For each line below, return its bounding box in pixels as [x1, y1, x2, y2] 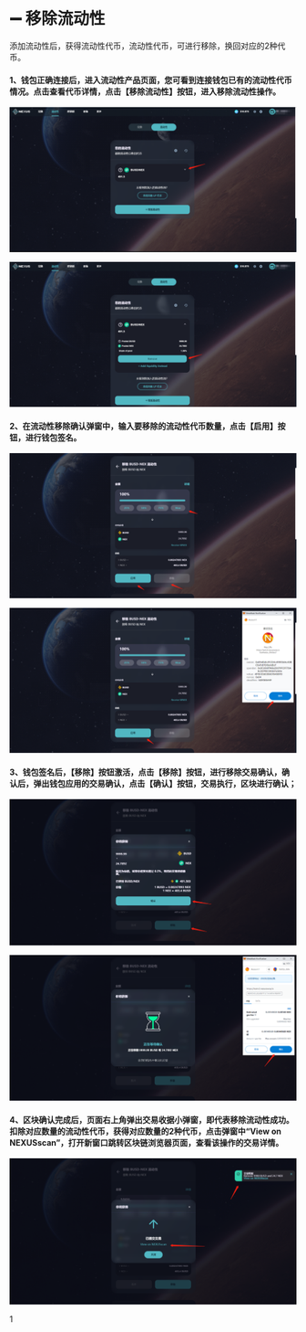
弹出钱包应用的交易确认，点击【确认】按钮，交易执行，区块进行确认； [33, 777, 297, 788]
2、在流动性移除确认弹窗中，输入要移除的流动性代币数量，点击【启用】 [9, 420, 278, 431]
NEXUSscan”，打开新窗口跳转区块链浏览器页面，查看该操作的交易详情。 [9, 1136, 284, 1147]
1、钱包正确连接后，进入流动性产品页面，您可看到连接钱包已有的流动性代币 [9, 74, 293, 85]
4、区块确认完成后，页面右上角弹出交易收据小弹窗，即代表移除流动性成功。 [9, 1114, 294, 1125]
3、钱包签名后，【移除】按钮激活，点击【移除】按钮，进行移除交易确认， [9, 766, 282, 777]
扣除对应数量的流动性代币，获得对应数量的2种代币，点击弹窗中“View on [9, 1126, 282, 1136]
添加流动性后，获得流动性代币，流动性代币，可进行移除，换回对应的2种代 [9, 40, 286, 51]
